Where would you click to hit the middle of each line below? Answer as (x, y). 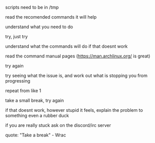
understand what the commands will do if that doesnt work (66, 46)
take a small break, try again (35, 100)
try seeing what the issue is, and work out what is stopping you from (76, 76)
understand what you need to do (39, 27)
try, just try (16, 37)
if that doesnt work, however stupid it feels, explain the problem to (74, 110)
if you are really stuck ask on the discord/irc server (58, 125)
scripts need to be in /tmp (32, 7)
